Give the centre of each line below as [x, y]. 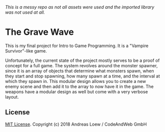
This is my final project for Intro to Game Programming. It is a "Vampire [77, 46]
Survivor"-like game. [26, 51]
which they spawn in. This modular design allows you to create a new [76, 81]
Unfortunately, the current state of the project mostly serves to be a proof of [82, 60]
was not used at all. [25, 12]
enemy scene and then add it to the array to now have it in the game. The [79, 86]
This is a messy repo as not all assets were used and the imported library [80, 7]
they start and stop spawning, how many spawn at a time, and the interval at [82, 76]
